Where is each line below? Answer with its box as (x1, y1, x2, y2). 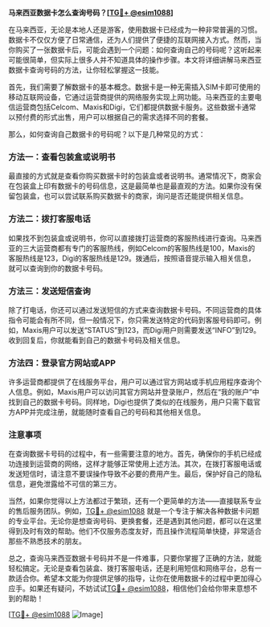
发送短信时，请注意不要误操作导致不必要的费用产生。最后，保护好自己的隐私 (8, 469, 262, 479)
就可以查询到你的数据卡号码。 (8, 263, 107, 273)
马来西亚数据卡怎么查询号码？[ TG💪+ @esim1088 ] (8, 8, 174, 17)
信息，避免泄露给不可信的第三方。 (8, 479, 121, 489)
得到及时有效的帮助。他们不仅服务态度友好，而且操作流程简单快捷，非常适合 (8, 527, 262, 536)
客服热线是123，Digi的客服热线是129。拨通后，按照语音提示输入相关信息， (8, 253, 256, 263)
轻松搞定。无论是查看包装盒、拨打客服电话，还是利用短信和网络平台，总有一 (8, 563, 262, 573)
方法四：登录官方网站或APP (8, 357, 117, 368)
